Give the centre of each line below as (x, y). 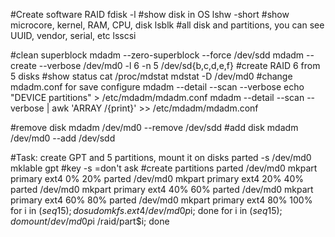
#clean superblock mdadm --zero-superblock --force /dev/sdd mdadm (157, 55)
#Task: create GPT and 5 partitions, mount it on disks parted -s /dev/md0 (161, 157)
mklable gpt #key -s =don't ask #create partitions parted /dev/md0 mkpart (164, 168)
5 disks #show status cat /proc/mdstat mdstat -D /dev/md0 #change (151, 76)
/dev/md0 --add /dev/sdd (63, 138)
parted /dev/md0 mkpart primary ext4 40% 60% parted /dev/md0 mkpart (162, 189)
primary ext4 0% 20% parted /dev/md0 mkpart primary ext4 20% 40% (157, 178)
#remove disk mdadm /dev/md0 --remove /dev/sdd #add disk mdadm (154, 127)
